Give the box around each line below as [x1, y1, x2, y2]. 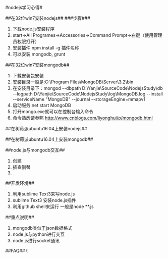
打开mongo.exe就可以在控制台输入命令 [12, 109, 94, 115]
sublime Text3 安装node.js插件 [12, 197, 77, 203]
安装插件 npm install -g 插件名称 [12, 45, 80, 50]
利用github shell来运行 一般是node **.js [12, 203, 94, 210]
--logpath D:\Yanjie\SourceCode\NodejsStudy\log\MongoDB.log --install [12, 91, 163, 97]
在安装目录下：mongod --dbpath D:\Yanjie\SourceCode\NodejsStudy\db [12, 85, 163, 91]
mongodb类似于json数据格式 [12, 225, 73, 231]
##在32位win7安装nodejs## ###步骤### [5, 15, 91, 21]
